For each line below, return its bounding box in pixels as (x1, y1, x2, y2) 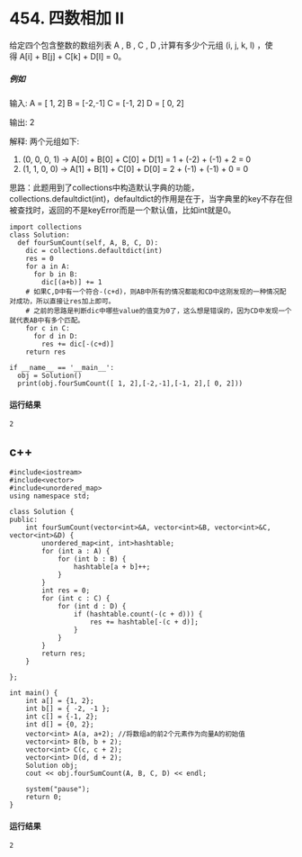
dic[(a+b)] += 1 (41, 277, 102, 286)
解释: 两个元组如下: (9, 136, 80, 147)
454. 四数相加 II (9, 8, 124, 29)
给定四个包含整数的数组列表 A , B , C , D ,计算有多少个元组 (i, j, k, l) (9, 40, 255, 50)
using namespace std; (9, 492, 91, 501)
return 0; (25, 792, 63, 801)
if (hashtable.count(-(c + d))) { (73, 609, 203, 618)
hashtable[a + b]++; (73, 562, 151, 572)
